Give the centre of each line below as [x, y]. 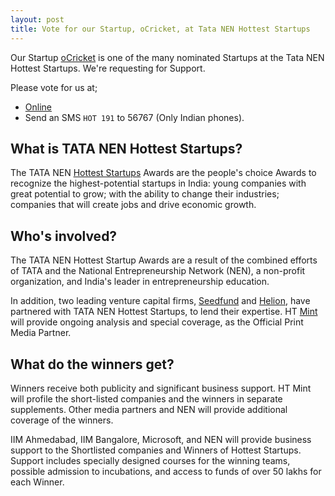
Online [38, 107]
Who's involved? [64, 236]
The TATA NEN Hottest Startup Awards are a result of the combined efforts [164, 260]
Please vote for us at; [54, 87]
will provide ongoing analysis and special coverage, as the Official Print [157, 322]
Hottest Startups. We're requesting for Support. [108, 68]
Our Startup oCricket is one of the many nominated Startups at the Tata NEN [167, 57]
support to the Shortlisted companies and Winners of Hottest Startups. [156, 450]
